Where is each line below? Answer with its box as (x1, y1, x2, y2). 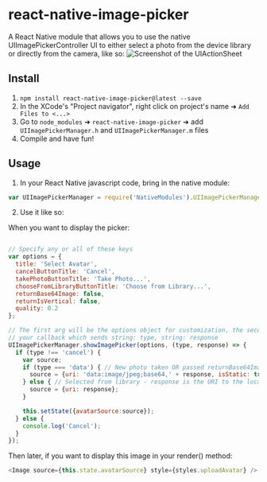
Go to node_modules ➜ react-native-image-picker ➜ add (19, 117, 204, 126)
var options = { (8, 253, 62, 261)
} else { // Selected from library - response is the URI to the (22, 378, 244, 387)
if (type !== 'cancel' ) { (15, 348, 102, 356)
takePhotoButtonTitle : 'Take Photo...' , (15, 274, 151, 283)
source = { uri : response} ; (29, 386, 119, 394)
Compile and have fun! (19, 134, 95, 143)
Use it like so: (19, 208, 64, 217)
